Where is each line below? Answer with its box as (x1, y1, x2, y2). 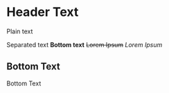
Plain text (6, 27, 33, 35)
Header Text (6, 4, 79, 20)
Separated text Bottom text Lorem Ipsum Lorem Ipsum (6, 40, 163, 49)
